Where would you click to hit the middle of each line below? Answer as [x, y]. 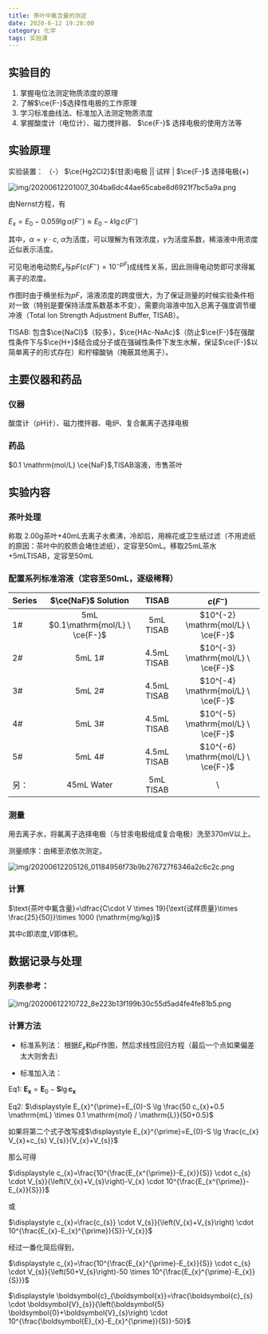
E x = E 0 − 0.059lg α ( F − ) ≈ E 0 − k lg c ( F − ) [73, 221]
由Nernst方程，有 [37, 204]
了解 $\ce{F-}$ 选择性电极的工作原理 [78, 103]
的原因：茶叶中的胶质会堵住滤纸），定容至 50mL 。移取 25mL [106, 546]
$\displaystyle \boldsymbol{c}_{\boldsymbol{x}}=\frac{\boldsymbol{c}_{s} [131, 1296]
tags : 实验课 [28, 38]
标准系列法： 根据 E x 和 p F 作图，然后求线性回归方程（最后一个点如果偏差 [137, 1046]
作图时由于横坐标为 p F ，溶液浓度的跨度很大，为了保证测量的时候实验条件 [128, 295]
